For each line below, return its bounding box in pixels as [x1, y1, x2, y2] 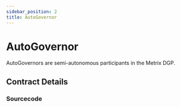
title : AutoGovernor [6, 14, 58, 20]
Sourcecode [6, 95, 43, 103]
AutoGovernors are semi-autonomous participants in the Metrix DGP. [6, 59, 176, 67]
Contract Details [6, 77, 68, 87]
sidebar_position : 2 [6, 8, 58, 15]
